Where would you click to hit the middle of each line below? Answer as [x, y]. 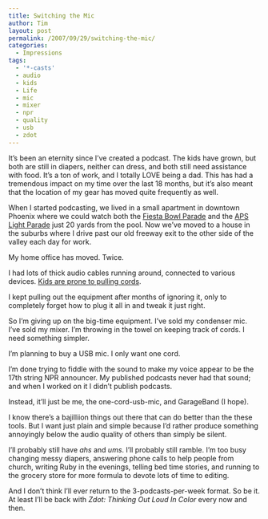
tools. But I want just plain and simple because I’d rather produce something [133, 425]
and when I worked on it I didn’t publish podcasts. [90, 386]
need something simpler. [49, 338]
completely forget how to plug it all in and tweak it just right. [107, 305]
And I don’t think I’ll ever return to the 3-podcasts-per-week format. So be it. [134, 491]
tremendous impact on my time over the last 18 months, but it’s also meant [131, 183]
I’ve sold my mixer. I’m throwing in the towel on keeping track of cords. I [127, 329]
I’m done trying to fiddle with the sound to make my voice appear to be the [131, 369]
